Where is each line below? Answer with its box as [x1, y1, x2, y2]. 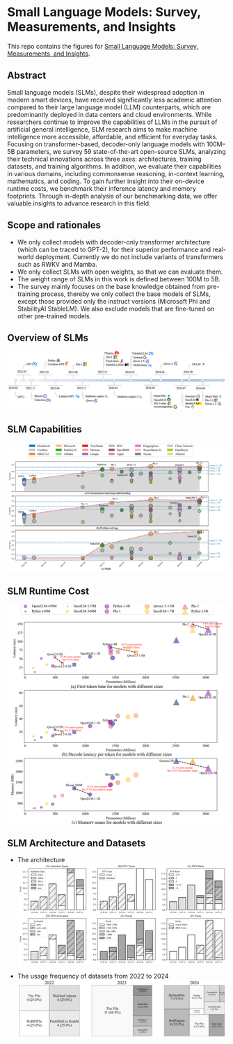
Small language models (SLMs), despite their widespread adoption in [7, 88, 205, 96]
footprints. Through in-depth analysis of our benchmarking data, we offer [7, 192, 218, 200]
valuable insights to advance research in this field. [7, 199, 151, 208]
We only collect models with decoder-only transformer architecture [17, 237, 211, 246]
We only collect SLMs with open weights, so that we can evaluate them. [17, 267, 223, 276]
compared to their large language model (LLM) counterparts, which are [7, 102, 211, 111]
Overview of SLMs [7, 332, 89, 343]
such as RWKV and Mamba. [17, 260, 97, 268]
